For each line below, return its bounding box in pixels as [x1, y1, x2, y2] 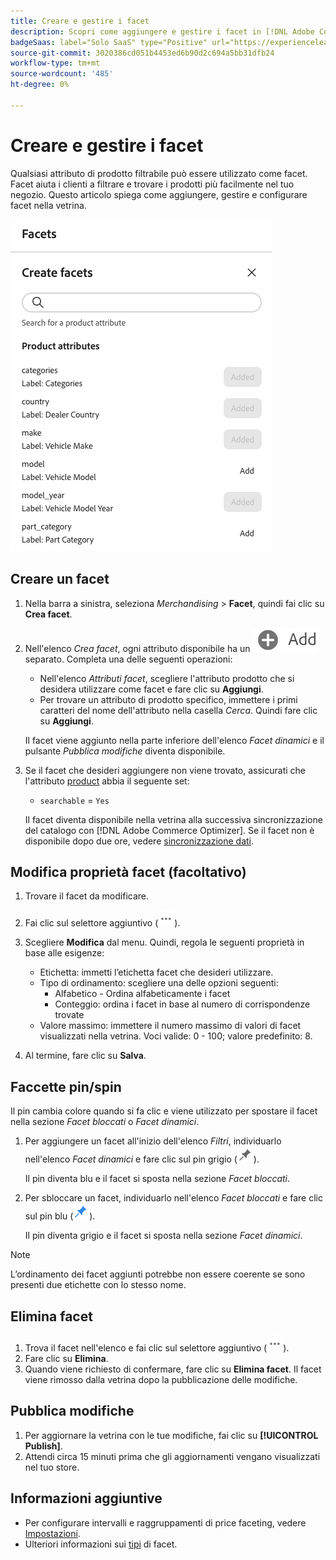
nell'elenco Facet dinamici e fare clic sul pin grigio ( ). [24, 1153, 260, 1165]
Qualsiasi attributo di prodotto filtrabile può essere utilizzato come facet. [10, 167, 308, 179]
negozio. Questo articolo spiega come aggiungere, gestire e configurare [10, 188, 308, 200]
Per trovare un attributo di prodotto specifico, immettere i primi [39, 693, 298, 705]
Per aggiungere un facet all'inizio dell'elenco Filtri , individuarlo [24, 1135, 282, 1147]
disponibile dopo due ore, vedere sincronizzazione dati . [24, 835, 255, 847]
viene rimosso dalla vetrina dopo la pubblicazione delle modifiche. [24, 1373, 298, 1385]
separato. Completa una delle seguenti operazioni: [24, 653, 233, 665]
